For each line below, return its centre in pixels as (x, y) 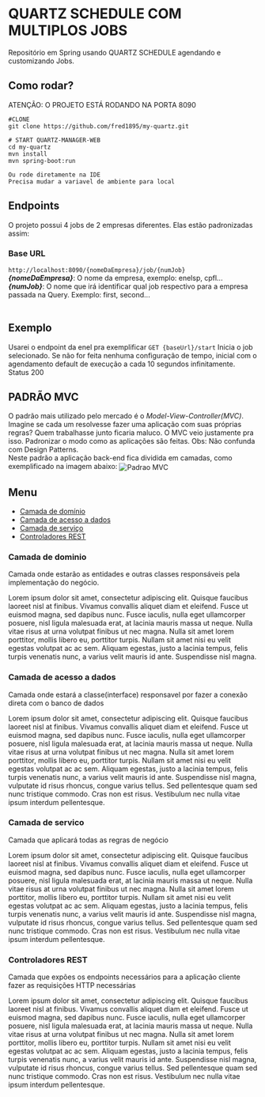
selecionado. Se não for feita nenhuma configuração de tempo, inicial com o (132, 355)
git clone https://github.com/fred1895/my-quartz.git (99, 126)
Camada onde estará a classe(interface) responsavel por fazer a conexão (128, 694)
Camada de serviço (51, 528)
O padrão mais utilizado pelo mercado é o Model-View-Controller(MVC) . (126, 416)
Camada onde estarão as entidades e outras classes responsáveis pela (124, 574)
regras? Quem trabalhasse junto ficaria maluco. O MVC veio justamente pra (131, 433)
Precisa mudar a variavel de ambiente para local (92, 182)
